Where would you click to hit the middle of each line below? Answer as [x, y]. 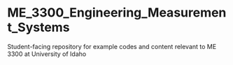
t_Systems [38, 27]
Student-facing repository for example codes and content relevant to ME [112, 46]
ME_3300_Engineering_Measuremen [117, 13]
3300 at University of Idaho [47, 54]
